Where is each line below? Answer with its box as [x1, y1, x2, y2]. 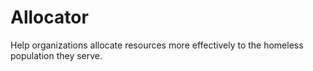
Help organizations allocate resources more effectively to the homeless [10, 39, 304, 51]
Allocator [10, 6, 89, 29]
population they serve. [10, 49, 103, 61]
